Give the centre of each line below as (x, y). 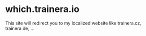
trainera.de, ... (20, 28)
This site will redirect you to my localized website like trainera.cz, (73, 23)
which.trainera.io (42, 9)
